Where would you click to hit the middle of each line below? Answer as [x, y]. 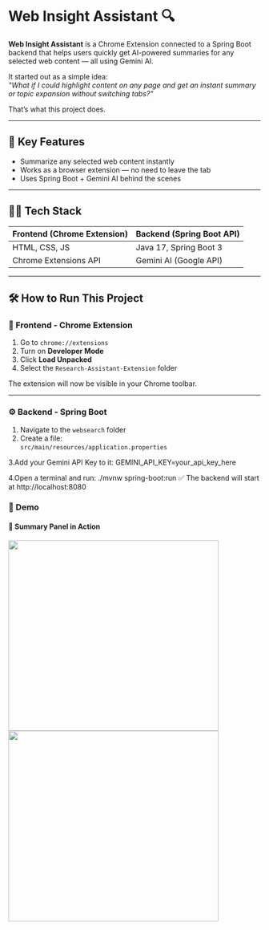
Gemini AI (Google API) [179, 260]
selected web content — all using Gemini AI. [81, 61]
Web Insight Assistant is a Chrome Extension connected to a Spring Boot [130, 44]
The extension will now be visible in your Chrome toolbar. [103, 384]
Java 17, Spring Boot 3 [179, 247]
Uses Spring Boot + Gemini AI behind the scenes [100, 178]
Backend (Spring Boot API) [188, 234]
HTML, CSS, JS [41, 247]
